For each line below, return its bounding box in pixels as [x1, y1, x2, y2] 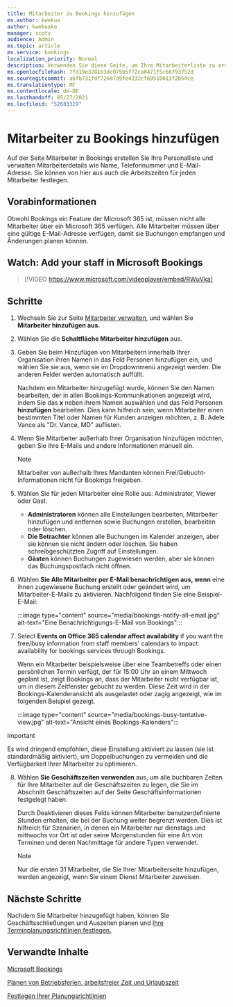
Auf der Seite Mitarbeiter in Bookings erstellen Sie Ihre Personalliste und [7, 154, 214, 162]
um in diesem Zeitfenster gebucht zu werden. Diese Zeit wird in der [17, 682, 210, 691]
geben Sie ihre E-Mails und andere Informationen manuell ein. [17, 442, 194, 450]
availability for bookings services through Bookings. [17, 647, 166, 655]
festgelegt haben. [17, 796, 68, 804]
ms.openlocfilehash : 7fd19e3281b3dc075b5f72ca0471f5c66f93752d [7, 68, 194, 75]
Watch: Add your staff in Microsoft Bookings [7, 257, 203, 268]
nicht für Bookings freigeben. [58, 476, 143, 484]
